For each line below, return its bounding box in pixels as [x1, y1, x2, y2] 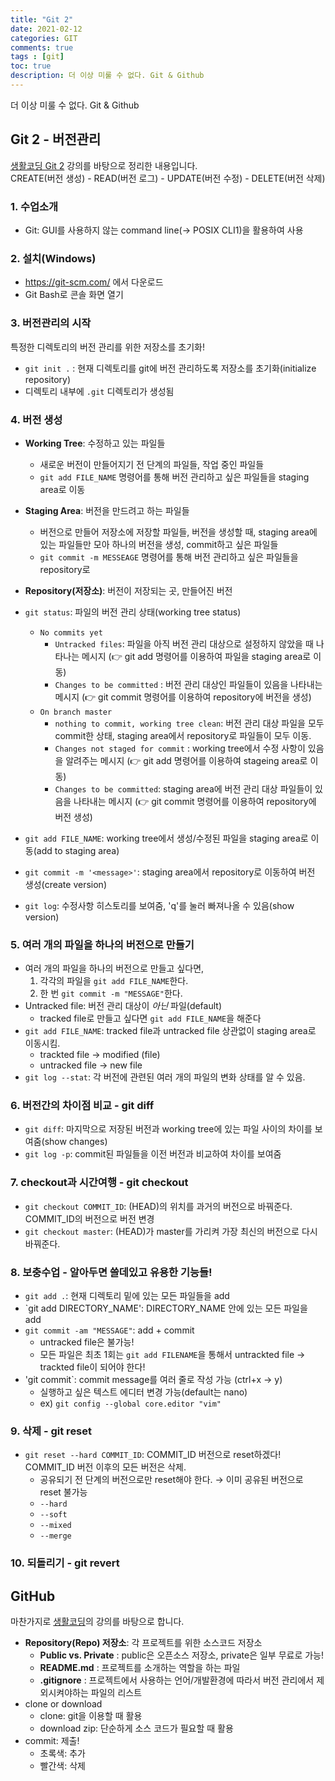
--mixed [39, 1521, 72, 1531]
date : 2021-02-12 [10, 24, 83, 34]
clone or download [24, 1698, 103, 1710]
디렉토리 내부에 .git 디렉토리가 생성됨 [24, 385, 175, 397]
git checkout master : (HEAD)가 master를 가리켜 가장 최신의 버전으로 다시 [24, 1225, 318, 1237]
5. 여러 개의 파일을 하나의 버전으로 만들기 [10, 937, 195, 951]
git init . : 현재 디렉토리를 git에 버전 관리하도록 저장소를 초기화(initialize [24, 362, 317, 374]
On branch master [39, 707, 113, 717]
